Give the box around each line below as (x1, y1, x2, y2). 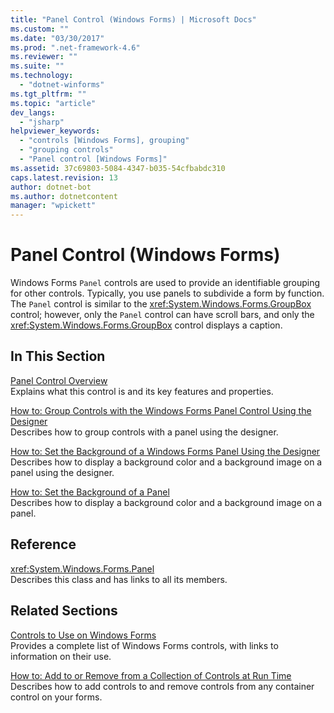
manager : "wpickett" (10, 201, 97, 211)
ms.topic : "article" (10, 98, 97, 108)
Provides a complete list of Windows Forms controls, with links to (10, 639, 279, 651)
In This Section (10, 348, 106, 365)
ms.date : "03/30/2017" (10, 33, 105, 43)
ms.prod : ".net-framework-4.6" (10, 42, 141, 53)
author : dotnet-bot (10, 182, 92, 192)
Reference (10, 536, 77, 553)
